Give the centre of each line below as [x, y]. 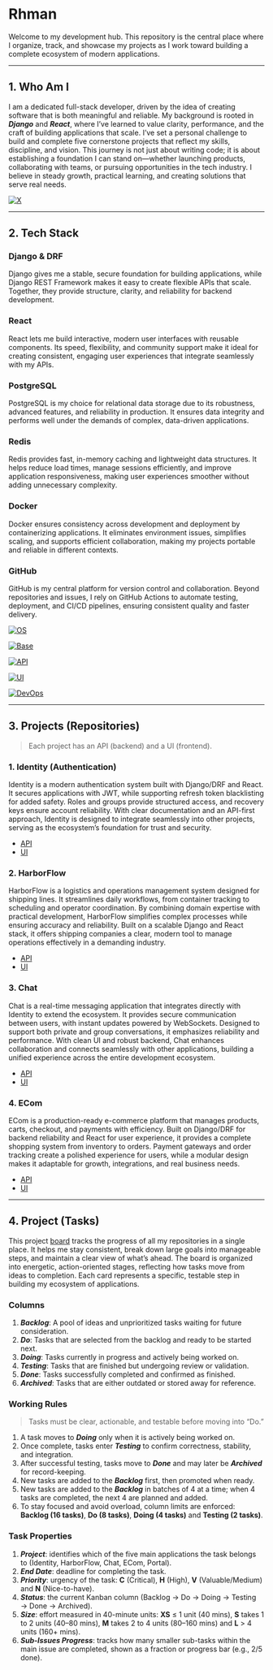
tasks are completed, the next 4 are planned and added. [114, 1498]
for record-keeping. [53, 1472]
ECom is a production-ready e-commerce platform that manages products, [134, 1120]
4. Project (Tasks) [54, 1221]
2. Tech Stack [44, 234]
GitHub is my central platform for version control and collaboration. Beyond [134, 588]
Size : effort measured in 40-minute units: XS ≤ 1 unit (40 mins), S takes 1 [142, 1614]
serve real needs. [37, 184]
